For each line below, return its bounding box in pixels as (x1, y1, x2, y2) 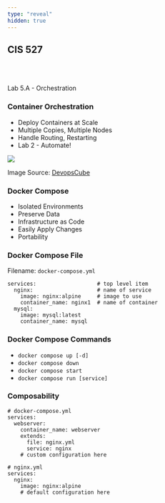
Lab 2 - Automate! (17, 141, 71, 149)
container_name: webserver (20, 426, 101, 433)
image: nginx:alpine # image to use (20, 293, 142, 300)
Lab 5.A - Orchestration (7, 84, 77, 93)
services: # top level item (7, 280, 149, 288)
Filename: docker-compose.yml (7, 267, 96, 275)
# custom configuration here (20, 451, 107, 458)
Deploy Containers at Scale (17, 118, 99, 126)
